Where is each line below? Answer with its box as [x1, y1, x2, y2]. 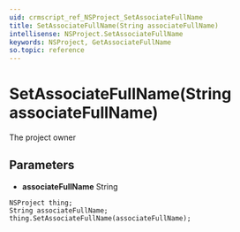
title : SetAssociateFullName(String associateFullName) [9, 21, 219, 30]
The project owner [9, 132, 77, 143]
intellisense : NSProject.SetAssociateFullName [9, 29, 184, 38]
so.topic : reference [9, 46, 86, 55]
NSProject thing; [9, 198, 73, 207]
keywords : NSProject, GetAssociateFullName [9, 37, 172, 47]
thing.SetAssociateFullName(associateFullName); [9, 213, 191, 222]
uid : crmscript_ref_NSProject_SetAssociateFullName [9, 12, 203, 22]
